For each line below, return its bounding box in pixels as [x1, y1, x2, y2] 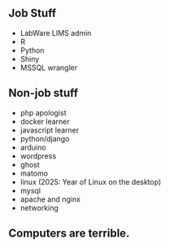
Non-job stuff [8, 86, 79, 100]
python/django [19, 133, 70, 143]
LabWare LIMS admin [19, 28, 92, 37]
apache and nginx [19, 194, 81, 204]
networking [19, 202, 59, 212]
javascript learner [19, 125, 80, 135]
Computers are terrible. [8, 227, 130, 241]
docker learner [19, 116, 71, 126]
